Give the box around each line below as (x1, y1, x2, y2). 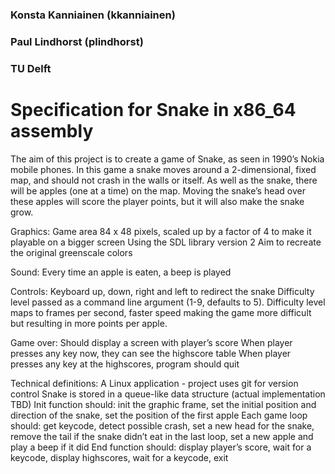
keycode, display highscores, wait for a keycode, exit (10, 451, 229, 463)
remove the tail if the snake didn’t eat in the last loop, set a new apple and (10, 430, 314, 442)
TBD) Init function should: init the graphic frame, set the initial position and (10, 398, 317, 410)
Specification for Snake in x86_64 (10, 98, 297, 121)
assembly (10, 119, 94, 142)
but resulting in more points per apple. (10, 317, 168, 329)
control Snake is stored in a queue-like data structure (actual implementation (10, 388, 326, 400)
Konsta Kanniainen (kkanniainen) (10, 8, 176, 22)
